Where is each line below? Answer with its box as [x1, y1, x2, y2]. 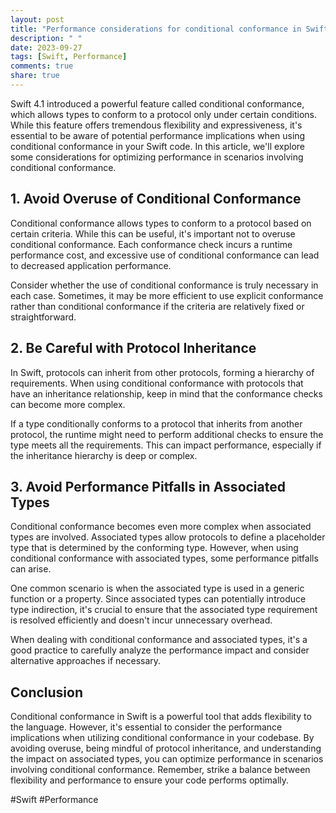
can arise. [10, 563, 52, 575]
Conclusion [10, 684, 84, 701]
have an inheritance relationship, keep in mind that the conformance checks [10, 387, 323, 400]
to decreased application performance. [10, 259, 172, 271]
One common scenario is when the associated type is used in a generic [10, 582, 305, 595]
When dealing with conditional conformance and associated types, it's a [10, 634, 308, 646]
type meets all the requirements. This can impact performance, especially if [10, 439, 322, 451]
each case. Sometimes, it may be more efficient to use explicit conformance [10, 289, 324, 301]
